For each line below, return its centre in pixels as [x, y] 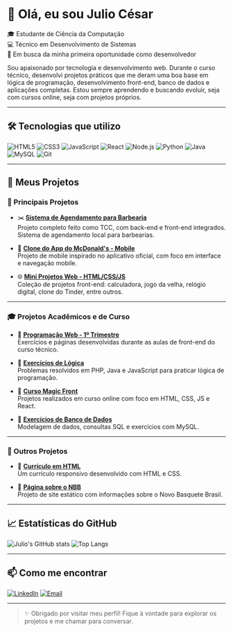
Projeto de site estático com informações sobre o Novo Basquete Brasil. [120, 494]
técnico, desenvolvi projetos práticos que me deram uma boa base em [108, 75]
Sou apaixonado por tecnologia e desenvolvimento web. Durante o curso [111, 67]
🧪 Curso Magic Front [48, 391]
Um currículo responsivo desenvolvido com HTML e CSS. [100, 474]
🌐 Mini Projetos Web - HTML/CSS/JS [71, 276]
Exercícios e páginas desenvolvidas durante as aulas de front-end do [116, 342]
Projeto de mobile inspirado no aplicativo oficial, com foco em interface [119, 256]
